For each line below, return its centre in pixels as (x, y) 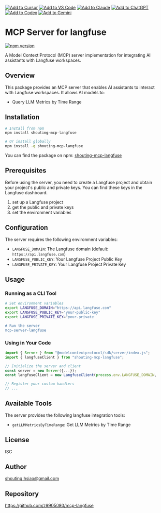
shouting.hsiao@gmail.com (32, 479)
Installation (22, 117)
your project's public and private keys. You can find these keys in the (74, 188)
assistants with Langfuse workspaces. (43, 60)
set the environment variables (42, 212)
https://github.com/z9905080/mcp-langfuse (49, 506)
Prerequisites (26, 171)
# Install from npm (25, 128)
